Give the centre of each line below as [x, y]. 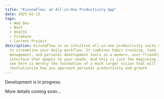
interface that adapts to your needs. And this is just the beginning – [85, 59]
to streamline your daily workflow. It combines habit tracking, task [83, 50]
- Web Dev [19, 23]
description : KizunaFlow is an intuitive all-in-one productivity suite [81, 46]
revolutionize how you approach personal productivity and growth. [80, 68]
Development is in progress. [33, 82]
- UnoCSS [18, 32]
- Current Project [28, 41]
